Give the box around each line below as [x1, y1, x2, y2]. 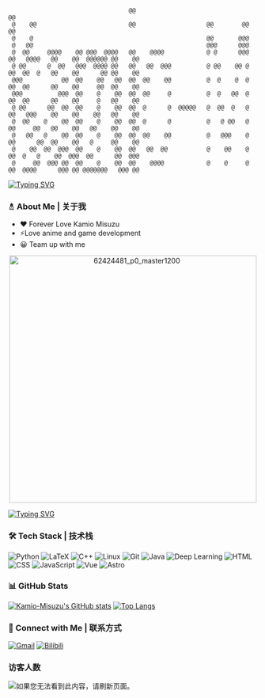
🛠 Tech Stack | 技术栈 [8, 530, 93, 541]
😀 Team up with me [19, 240, 85, 249]
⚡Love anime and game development [19, 229, 141, 238]
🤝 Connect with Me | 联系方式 [8, 622, 123, 633]
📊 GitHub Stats [8, 580, 69, 591]
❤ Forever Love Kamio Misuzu [19, 219, 120, 229]
